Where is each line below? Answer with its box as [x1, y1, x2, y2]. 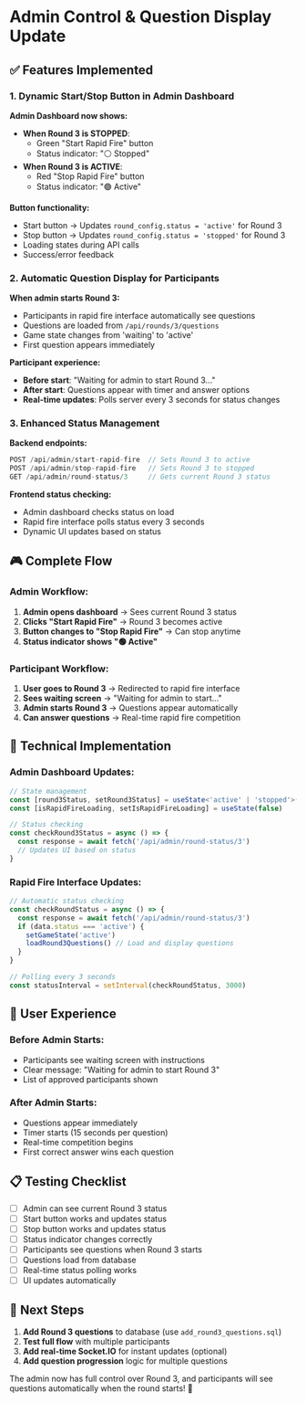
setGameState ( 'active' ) [25, 930, 117, 940]
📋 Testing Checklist [9, 1174, 127, 1189]
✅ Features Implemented [9, 62, 153, 78]
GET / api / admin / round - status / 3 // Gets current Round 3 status [9, 472, 271, 481]
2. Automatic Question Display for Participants [9, 271, 220, 284]
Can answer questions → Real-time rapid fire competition [22, 712, 241, 723]
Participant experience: [9, 357, 101, 368]
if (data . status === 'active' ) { [17, 922, 145, 931]
